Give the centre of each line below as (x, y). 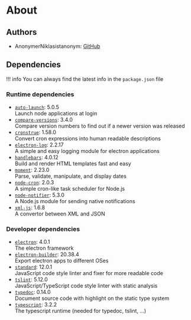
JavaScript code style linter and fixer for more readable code (89, 273)
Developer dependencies (43, 229)
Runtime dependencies (40, 94)
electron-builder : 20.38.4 (47, 254)
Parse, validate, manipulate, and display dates (71, 176)
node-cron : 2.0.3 (34, 182)
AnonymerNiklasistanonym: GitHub (57, 46)
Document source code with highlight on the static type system (92, 298)
